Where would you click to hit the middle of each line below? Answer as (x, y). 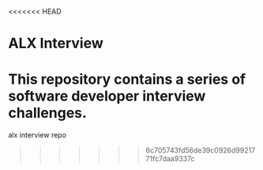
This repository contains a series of (127, 79)
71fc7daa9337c (170, 159)
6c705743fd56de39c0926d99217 (201, 150)
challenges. (47, 113)
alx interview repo (38, 135)
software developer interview (107, 96)
